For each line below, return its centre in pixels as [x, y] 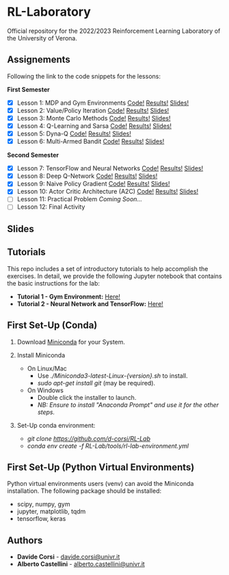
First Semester [28, 89]
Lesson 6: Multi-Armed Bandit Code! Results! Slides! [91, 142]
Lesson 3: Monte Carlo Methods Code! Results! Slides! [94, 118]
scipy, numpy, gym [43, 504]
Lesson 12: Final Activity [51, 207]
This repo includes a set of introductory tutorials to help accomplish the [108, 268]
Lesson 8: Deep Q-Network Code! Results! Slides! [87, 176]
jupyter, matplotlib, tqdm [51, 511]
